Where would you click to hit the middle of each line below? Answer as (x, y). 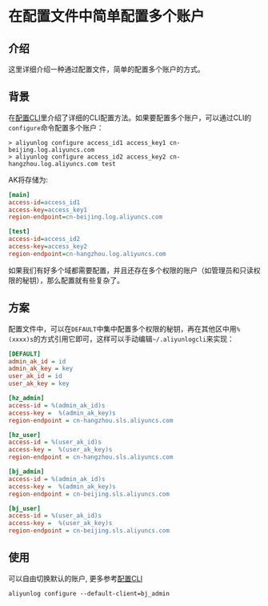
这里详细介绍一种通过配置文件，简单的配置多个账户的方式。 (106, 69)
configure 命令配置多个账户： (56, 127)
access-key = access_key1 (48, 210)
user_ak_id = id (35, 376)
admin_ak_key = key (41, 369)
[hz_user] (25, 435)
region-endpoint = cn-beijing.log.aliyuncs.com (85, 217)
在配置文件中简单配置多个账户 (107, 16)
